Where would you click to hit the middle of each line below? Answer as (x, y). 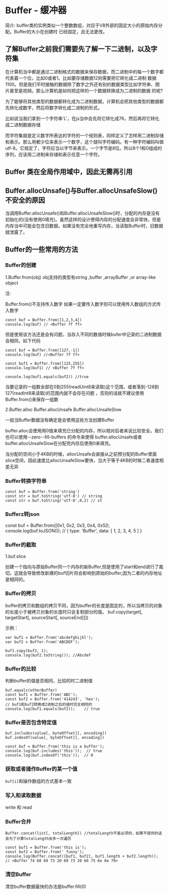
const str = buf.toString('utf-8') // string (54, 496)
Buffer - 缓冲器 (36, 10)
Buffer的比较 (21, 669)
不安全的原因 (25, 200)
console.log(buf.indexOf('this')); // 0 (49, 756)
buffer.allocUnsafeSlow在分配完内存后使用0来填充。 (59, 443)
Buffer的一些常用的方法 (42, 250)
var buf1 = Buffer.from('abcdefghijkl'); (49, 637)
